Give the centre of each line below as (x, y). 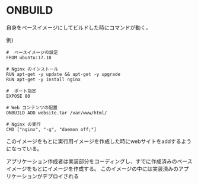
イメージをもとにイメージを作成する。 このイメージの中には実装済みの (92, 168)
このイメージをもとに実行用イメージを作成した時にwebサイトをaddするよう (99, 141)
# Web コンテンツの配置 (32, 107)
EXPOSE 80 (18, 96)
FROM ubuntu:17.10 (29, 58)
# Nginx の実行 (23, 124)
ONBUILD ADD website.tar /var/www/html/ (57, 113)
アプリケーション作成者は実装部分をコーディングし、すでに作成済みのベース (99, 161)
